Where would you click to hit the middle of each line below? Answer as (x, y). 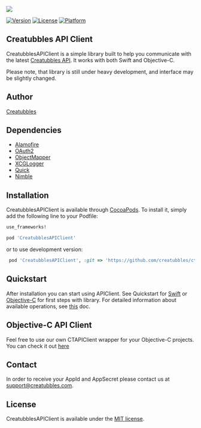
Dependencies (34, 130)
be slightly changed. (31, 78)
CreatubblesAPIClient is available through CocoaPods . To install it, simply (97, 210)
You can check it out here (38, 346)
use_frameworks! (26, 227)
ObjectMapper (33, 157)
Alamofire (27, 144)
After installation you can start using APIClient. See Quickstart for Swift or (97, 293)
